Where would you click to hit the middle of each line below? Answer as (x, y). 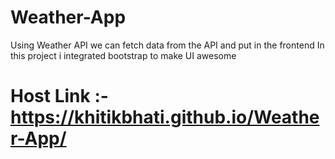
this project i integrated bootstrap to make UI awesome (123, 55)
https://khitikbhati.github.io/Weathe (165, 117)
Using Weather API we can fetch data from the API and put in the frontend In (167, 45)
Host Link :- (59, 96)
